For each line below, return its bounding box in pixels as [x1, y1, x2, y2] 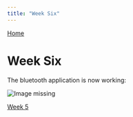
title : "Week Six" [7, 10, 60, 17]
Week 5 [7, 103, 29, 111]
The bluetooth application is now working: [7, 76, 126, 84]
